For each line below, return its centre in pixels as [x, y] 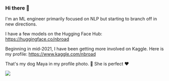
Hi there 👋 [18, 8]
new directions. [21, 24]
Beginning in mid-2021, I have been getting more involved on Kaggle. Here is [84, 49]
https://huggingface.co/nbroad [37, 39]
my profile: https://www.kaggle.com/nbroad [51, 54]
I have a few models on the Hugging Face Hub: [54, 34]
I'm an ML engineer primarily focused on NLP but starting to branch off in [81, 19]
